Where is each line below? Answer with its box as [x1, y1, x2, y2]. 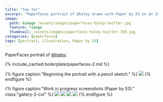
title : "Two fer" [5, 7, 40, 12]
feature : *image [9, 25, 42, 30]
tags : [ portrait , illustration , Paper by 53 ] [5, 39, 98, 44]
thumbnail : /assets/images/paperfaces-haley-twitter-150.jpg [9, 29, 136, 34]
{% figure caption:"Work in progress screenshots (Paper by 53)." [5, 86, 135, 91]
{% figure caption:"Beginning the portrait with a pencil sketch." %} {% [5, 71, 151, 77]
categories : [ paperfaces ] [5, 34, 57, 39]
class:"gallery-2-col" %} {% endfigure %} [5, 91, 113, 97]
